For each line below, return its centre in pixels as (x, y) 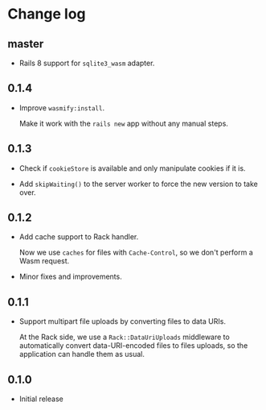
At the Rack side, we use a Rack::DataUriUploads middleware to (124, 337)
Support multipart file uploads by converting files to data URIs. (123, 321)
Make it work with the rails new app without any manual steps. (123, 123)
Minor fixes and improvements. (70, 277)
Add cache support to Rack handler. (79, 237)
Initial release (41, 399)
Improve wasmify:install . (62, 108)
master (26, 44)
